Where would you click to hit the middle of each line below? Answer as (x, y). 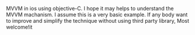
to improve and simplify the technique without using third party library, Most (97, 21)
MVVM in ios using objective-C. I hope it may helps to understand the (90, 8)
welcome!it (19, 27)
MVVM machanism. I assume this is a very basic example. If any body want (97, 15)
